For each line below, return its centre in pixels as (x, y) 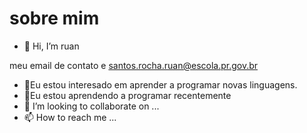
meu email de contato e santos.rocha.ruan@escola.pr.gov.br (134, 65)
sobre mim (54, 18)
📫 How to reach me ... (70, 117)
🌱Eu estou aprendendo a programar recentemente (127, 95)
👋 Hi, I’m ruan (51, 46)
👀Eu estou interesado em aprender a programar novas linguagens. (160, 84)
